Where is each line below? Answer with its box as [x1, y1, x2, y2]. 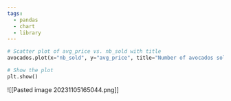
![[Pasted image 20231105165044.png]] [7, 85, 119, 93]
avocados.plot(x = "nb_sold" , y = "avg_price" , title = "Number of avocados [7, 54, 214, 62]
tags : [7, 10, 23, 17]
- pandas [13, 16, 38, 23]
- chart [13, 23, 36, 30]
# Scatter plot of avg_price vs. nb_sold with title [7, 48, 162, 55]
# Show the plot [7, 67, 54, 74]
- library [13, 29, 41, 36]
